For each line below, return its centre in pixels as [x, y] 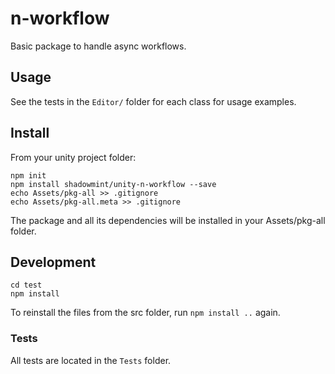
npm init [28, 175]
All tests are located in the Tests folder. [91, 360]
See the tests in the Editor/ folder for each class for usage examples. [153, 101]
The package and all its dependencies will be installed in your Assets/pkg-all [168, 220]
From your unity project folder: [73, 157]
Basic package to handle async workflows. [98, 46]
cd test [26, 285]
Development [53, 262]
